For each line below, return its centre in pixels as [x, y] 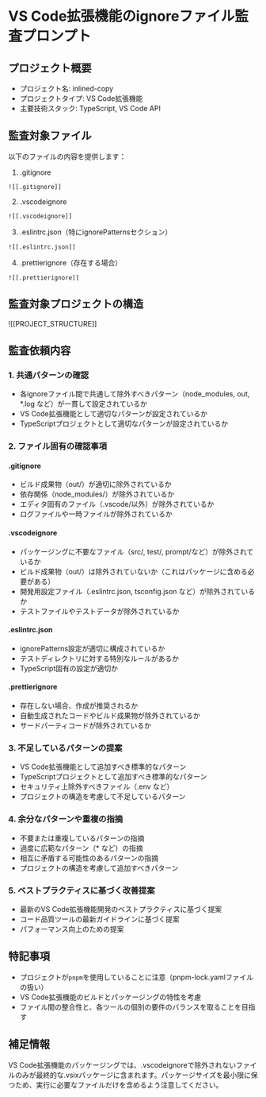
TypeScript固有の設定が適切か [69, 668]
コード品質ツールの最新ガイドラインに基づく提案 [99, 919]
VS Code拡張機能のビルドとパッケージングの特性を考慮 [110, 997]
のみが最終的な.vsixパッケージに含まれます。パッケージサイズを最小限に [133, 1075]
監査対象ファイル [50, 136]
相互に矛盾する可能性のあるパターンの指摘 [89, 858]
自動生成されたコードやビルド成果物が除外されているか [110, 716]
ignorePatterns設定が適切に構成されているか [92, 648]
